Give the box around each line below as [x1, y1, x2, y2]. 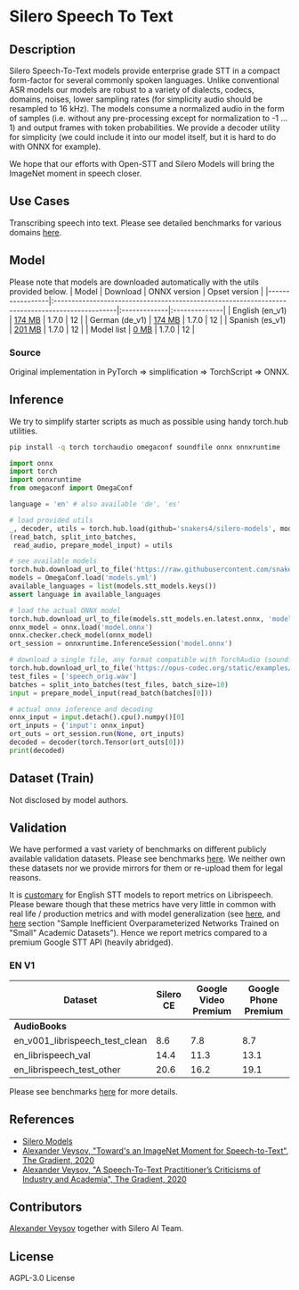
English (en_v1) [232, 305, 287, 316]
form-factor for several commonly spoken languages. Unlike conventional [9, 75, 279, 86]
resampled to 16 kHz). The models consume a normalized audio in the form [9, 103, 285, 113]
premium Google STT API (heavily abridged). [9, 937, 174, 947]
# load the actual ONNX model [9, 606, 122, 615]
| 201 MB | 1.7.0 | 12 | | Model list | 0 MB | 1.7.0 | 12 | [9, 324, 196, 335]
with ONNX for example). [9, 141, 101, 152]
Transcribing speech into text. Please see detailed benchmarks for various [9, 217, 282, 228]
